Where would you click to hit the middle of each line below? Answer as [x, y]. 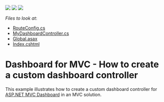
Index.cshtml [26, 44]
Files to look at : [21, 18]
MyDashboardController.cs [41, 33]
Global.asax [25, 39]
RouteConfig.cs [29, 28]
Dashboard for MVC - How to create [82, 64]
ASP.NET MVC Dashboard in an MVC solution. [54, 94]
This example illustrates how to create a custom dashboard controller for [81, 89]
